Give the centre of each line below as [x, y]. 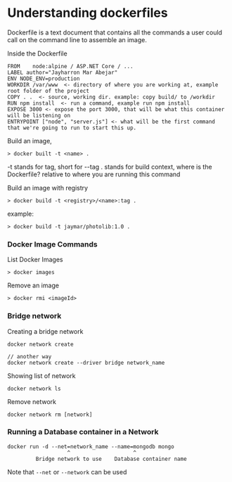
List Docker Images [35, 260]
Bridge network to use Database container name [111, 459]
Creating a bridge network [45, 331]
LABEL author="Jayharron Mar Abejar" [63, 72]
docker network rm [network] [50, 415]
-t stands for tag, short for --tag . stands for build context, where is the [110, 167]
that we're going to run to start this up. [72, 128]
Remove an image [33, 285]
